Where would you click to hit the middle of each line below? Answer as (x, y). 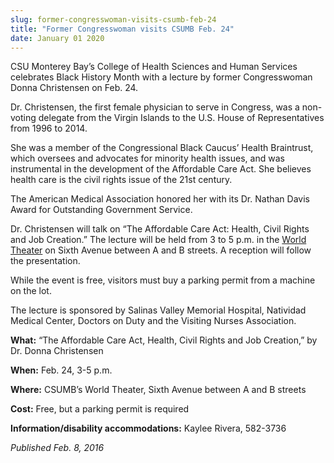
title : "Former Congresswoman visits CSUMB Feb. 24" (122, 29)
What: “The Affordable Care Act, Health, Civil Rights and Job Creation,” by (164, 340)
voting (23, 118)
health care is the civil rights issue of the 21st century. (121, 180)
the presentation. (45, 261)
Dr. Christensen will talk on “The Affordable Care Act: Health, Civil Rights (160, 229)
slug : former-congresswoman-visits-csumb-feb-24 (113, 19)
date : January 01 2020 (57, 38)
